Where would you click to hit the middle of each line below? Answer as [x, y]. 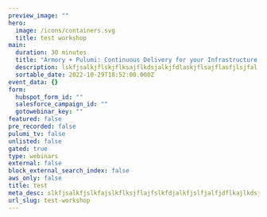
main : [17, 45]
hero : [17, 23]
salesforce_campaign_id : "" [62, 104]
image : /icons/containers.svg [65, 30]
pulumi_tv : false [37, 134]
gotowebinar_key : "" [49, 112]
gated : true [28, 149]
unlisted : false [35, 141]
